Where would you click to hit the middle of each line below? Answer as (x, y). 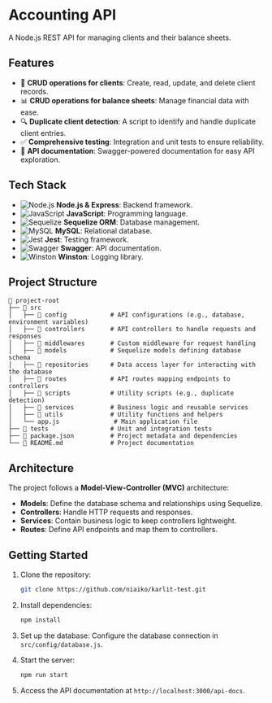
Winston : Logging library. (101, 256)
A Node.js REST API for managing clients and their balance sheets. (120, 37)
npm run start (44, 675)
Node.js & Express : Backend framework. (125, 204)
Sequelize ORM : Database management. (132, 222)
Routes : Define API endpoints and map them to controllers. (119, 530)
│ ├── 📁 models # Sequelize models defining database (125, 351)
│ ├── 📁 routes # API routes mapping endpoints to (119, 379)
